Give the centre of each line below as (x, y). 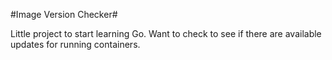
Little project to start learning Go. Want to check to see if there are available (166, 33)
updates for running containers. (75, 44)
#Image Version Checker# (64, 14)
